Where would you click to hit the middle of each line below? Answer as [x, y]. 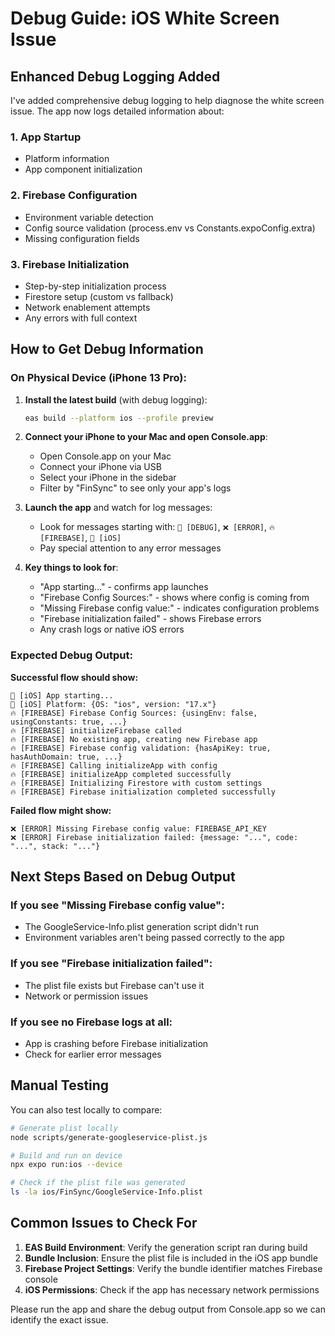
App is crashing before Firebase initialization [116, 1044]
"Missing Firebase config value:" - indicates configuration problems [179, 608]
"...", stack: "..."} [55, 846]
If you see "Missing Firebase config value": [117, 905]
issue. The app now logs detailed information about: [117, 111]
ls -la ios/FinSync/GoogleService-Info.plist [106, 1192]
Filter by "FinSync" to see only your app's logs [135, 488]
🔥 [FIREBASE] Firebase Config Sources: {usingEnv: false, [134, 713]
